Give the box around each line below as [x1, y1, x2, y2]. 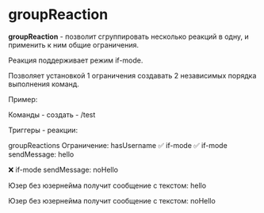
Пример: [8, 94, 38, 104]
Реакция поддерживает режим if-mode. [8, 55, 143, 65]
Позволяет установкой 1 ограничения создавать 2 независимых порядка [8, 70, 257, 80]
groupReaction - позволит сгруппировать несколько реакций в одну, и [8, 32, 249, 41]
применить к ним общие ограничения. [8, 40, 139, 49]
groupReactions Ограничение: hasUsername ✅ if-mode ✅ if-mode [8, 140, 228, 150]
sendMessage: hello [8, 149, 75, 159]
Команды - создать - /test [8, 109, 96, 120]
